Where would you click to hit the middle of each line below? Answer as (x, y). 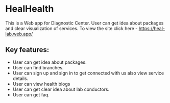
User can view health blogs (41, 84)
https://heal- (152, 28)
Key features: (27, 50)
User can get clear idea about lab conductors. (61, 89)
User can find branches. (38, 67)
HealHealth (30, 9)
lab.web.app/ (19, 34)
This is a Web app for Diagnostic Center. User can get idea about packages (84, 23)
